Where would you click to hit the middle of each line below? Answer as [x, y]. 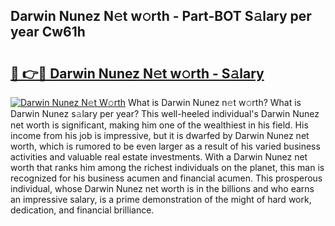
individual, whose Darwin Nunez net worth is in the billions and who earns [162, 188]
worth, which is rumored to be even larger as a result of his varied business [165, 146]
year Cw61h [48, 32]
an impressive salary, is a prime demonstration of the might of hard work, [161, 199]
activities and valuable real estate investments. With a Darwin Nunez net [159, 157]
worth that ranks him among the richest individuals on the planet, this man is [167, 167]
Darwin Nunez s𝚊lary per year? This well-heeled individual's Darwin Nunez [165, 113]
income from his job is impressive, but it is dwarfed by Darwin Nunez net [160, 135]
